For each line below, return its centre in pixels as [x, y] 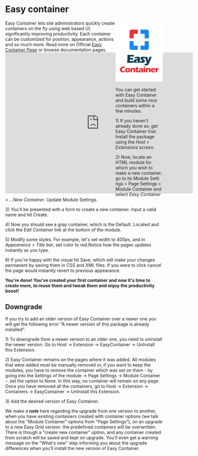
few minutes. [129, 111]
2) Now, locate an [133, 157]
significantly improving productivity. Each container [58, 34]
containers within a [135, 106]
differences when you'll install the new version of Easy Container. [72, 448]
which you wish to [134, 168]
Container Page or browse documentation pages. [56, 50]
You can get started [135, 90]
